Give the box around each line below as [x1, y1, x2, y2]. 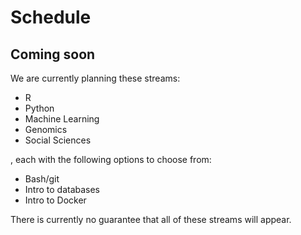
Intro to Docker [24, 194, 87, 206]
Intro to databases [24, 184, 101, 195]
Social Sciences [24, 134, 92, 146]
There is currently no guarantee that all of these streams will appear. [10, 214, 292, 225]
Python [24, 102, 55, 114]
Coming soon [10, 46, 96, 63]
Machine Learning [24, 113, 100, 125]
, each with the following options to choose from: [10, 154, 212, 165]
